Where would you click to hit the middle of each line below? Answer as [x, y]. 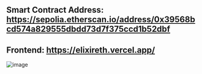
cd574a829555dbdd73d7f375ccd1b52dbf [88, 29]
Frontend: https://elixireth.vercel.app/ [81, 50]
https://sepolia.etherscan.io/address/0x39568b [101, 20]
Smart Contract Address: [55, 10]
